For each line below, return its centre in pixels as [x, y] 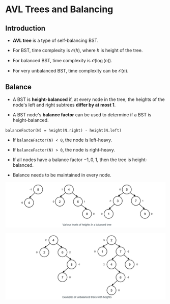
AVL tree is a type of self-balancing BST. [55, 40]
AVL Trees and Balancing [59, 9]
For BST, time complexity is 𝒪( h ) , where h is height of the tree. [78, 50]
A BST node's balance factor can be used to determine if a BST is [82, 115]
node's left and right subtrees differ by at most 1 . [64, 105]
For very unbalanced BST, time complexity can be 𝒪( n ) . [70, 71]
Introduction [25, 28]
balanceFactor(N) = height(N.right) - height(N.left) [64, 130]
